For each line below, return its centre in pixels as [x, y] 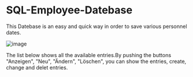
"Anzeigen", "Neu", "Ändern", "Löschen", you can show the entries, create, [96, 61]
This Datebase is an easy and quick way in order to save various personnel [97, 26]
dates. [14, 32]
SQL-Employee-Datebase [70, 10]
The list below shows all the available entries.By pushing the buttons [89, 55]
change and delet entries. [37, 67]
